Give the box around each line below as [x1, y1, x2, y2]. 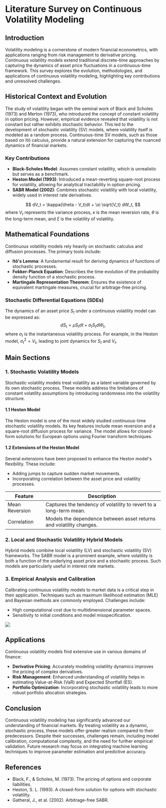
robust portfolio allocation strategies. [12, 690, 87, 696]
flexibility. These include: [5, 461, 56, 467]
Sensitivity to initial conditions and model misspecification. [12, 612, 132, 618]
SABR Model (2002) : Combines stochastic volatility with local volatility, [12, 187, 157, 193]
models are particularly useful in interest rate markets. [5, 563, 115, 569]
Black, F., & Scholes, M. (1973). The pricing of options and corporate [12, 776, 152, 782]
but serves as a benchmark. [12, 171, 69, 177]
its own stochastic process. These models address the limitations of [5, 385, 143, 391]
